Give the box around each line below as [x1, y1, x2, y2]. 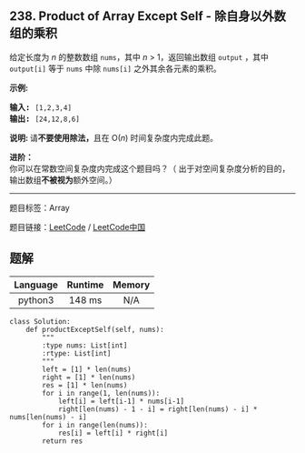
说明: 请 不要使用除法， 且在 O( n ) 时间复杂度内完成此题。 [9, 132, 219, 143]
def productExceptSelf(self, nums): [25, 325, 165, 334]
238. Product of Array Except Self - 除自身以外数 [9, 8, 286, 25]
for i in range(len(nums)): [42, 420, 148, 429]
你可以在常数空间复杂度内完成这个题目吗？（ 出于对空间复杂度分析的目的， [9, 163, 290, 174]
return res [42, 436, 84, 446]
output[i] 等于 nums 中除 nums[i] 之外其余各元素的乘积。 [9, 63, 221, 74]
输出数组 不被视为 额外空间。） [9, 174, 117, 185]
